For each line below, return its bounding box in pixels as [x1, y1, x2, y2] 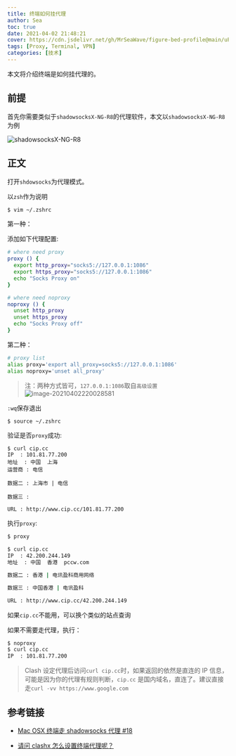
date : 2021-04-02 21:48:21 [7, 30, 86, 37]
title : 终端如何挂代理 [7, 10, 67, 18]
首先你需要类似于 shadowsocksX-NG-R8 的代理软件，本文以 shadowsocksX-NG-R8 [7, 112, 225, 120]
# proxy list [7, 354, 46, 361]
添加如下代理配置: [7, 235, 59, 243]
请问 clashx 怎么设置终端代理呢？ [17, 741, 114, 750]
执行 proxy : [7, 519, 37, 527]
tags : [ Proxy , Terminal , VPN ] [7, 43, 96, 50]
